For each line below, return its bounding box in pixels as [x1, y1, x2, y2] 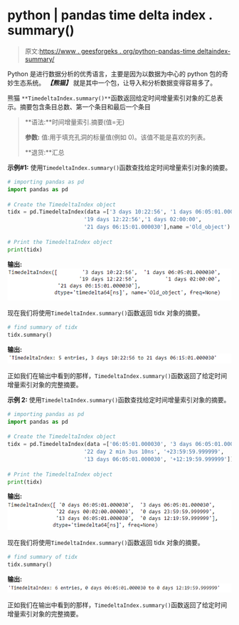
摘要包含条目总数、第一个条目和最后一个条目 [19, 102, 151, 111]
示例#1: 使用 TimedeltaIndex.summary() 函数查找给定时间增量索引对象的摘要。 [7, 163, 232, 171]
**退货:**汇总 [24, 148, 65, 156]
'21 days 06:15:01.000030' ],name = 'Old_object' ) [83, 223, 231, 231]
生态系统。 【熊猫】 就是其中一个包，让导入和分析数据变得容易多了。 [13, 78, 217, 87]
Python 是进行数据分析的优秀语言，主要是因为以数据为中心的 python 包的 [7, 69, 223, 78]
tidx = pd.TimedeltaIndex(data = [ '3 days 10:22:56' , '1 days [7, 208, 193, 215]
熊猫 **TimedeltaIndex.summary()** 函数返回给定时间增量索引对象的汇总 [7, 93, 217, 102]
